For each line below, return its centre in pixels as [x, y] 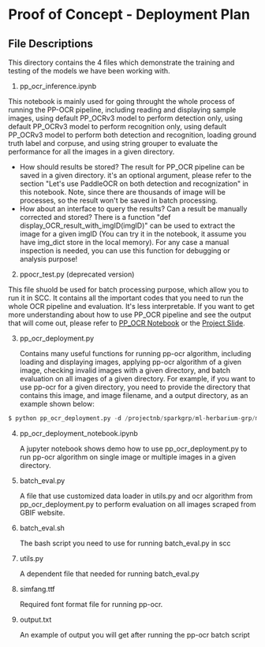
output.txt [35, 619]
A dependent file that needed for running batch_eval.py [109, 574]
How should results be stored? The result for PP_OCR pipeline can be [132, 167]
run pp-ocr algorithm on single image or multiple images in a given [128, 457]
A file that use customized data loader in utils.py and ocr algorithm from [136, 496]
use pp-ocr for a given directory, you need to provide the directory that [135, 387]
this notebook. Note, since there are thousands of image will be [123, 192]
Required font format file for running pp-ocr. [91, 604]
